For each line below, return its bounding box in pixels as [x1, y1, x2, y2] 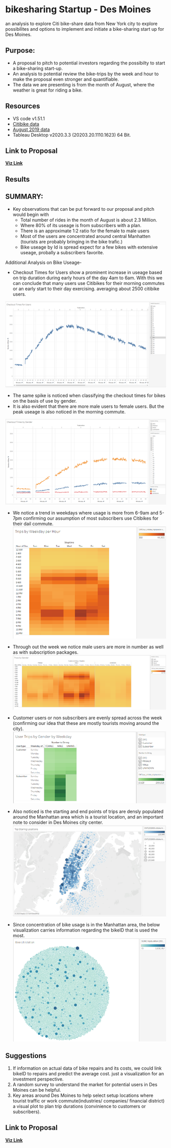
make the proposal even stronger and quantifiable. [12, 76, 119, 82]
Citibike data [12, 121, 39, 127]
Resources [5, 102, 40, 111]
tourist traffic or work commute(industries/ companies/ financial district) [12, 1097, 165, 1103]
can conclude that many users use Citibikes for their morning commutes [12, 280, 165, 286]
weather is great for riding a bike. [12, 87, 83, 93]
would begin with [12, 211, 50, 217]
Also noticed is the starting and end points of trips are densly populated [12, 808, 164, 814]
